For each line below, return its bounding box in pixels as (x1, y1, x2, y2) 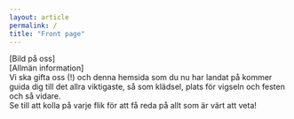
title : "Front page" (9, 29, 86, 38)
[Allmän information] (9, 63, 84, 73)
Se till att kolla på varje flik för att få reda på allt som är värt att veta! (9, 100, 258, 111)
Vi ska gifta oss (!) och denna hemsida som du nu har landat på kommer (9, 72, 273, 83)
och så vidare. (9, 91, 61, 101)
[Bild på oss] (9, 54, 56, 64)
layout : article (9, 12, 69, 22)
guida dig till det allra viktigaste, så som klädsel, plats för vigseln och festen (9, 81, 286, 93)
